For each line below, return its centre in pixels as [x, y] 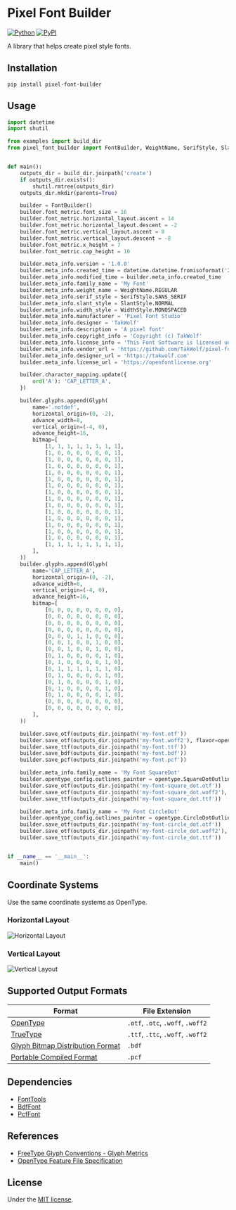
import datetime [31, 122]
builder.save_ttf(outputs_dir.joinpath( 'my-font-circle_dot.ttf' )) [120, 838]
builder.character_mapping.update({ [74, 375]
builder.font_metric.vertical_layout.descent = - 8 [96, 238]
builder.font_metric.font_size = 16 [74, 212]
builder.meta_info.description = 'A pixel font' [92, 330]
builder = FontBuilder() [56, 205]
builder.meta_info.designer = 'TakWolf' [80, 323]
